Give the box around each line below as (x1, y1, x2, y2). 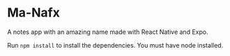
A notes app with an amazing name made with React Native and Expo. (7, 28, 208, 36)
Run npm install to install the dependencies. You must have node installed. (7, 41, 224, 49)
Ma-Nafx (7, 5, 61, 21)
